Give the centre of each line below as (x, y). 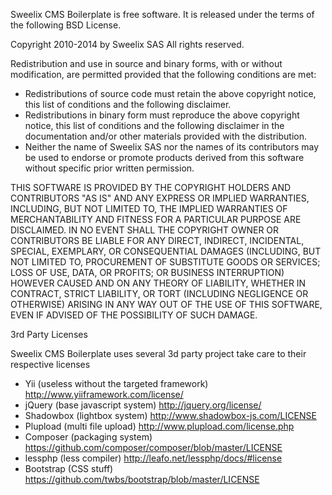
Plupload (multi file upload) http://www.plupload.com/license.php (159, 426)
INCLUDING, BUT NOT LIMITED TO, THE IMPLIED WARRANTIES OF (149, 208)
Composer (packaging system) (88, 437)
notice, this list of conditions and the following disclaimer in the (154, 125)
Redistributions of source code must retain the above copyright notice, (170, 93)
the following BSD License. (66, 25)
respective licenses (50, 364)
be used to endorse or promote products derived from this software (164, 157)
